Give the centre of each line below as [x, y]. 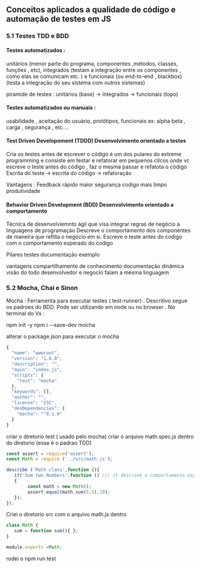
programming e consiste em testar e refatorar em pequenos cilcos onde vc [98, 160]
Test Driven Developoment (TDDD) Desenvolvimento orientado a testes [96, 141]
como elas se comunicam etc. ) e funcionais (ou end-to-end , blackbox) [94, 76]
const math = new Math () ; [60, 486]
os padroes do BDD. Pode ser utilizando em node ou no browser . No [91, 307]
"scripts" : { [28, 375]
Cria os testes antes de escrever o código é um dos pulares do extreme [94, 154]
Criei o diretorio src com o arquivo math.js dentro [66, 514]
